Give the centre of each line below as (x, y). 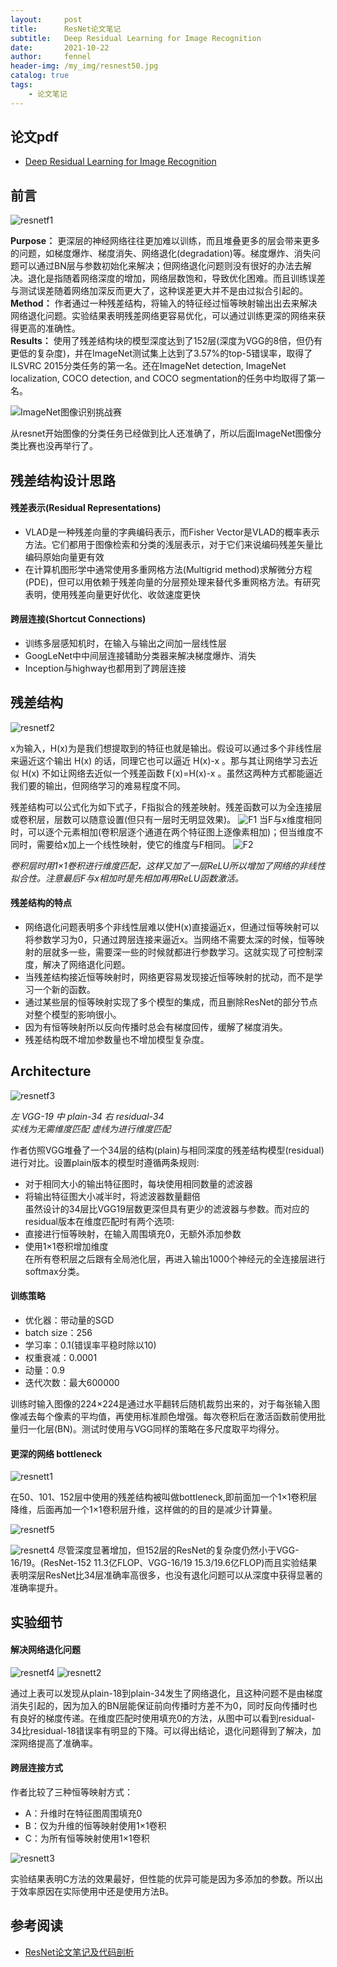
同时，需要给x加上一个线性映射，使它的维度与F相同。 (120, 844)
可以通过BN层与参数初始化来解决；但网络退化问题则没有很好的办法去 (160, 266)
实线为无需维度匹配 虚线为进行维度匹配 (90, 1128)
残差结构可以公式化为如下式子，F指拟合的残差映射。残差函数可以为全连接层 (166, 807)
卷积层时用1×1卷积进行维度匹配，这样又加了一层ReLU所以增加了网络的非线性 (168, 865)
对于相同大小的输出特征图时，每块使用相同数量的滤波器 (138, 1183)
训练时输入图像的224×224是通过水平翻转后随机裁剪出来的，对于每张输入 (161, 1404)
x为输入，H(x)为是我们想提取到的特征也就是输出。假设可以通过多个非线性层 (166, 748)
